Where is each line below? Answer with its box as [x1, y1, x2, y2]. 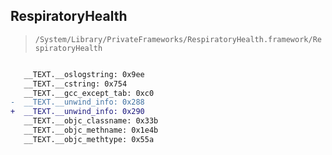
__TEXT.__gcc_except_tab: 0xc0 [23, 88, 155, 98]
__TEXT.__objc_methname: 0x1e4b [23, 125, 159, 136]
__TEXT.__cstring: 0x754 [23, 79, 128, 89]
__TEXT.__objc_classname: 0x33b [23, 116, 159, 126]
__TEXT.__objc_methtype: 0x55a [23, 134, 155, 144]
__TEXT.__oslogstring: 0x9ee [23, 69, 145, 79]
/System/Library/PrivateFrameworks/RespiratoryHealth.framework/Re [34, 34, 322, 44]
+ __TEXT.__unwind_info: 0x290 [10, 107, 145, 117]
